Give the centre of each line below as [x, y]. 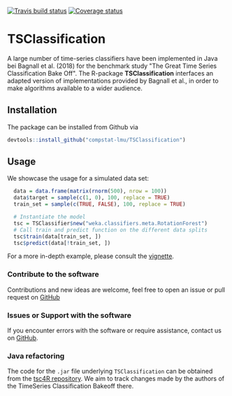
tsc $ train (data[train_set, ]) [57, 236]
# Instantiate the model [50, 217]
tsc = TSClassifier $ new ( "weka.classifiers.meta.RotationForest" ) [111, 223]
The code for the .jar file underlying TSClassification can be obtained [110, 372]
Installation [32, 110]
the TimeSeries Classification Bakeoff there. [71, 386]
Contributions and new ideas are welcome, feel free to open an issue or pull [116, 290]
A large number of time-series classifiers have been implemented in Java [113, 58]
